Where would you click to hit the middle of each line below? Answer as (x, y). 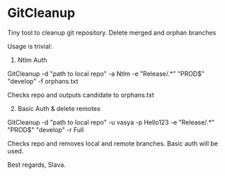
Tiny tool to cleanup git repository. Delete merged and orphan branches (112, 33)
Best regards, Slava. (36, 165)
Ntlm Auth (32, 60)
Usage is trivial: (30, 46)
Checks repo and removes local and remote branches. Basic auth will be (112, 143)
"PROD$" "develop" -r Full (46, 129)
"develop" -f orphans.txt (43, 81)
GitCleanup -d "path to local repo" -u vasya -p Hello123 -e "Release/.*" (111, 122)
